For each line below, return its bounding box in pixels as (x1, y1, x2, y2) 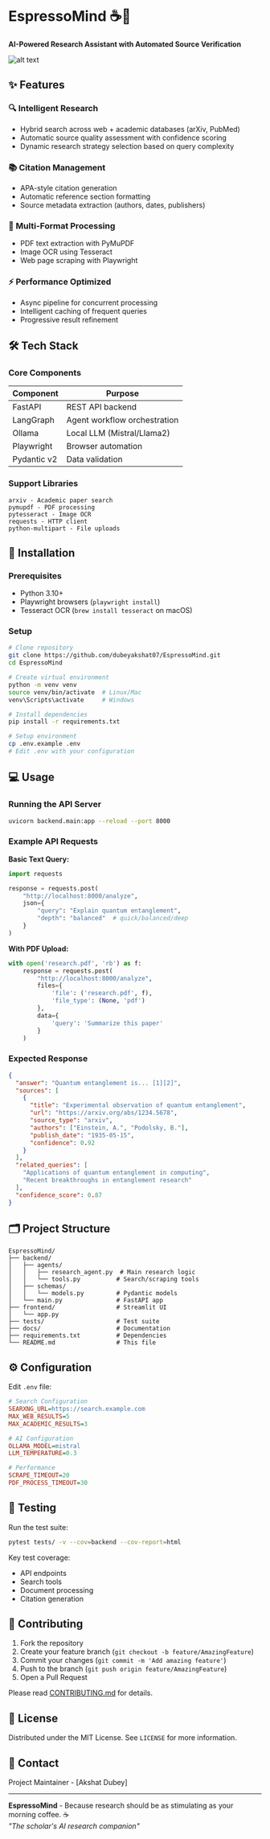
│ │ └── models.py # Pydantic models (8, 1290, 178, 1298)
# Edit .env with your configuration (8, 747, 135, 755)
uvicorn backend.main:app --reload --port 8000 (8, 817, 171, 825)
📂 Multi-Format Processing (8, 220, 116, 231)
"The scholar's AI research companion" (8, 1821, 141, 1831)
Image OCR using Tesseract (19, 247, 112, 257)
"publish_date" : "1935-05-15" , (29, 1131, 135, 1139)
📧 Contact (8, 1756, 59, 1770)
